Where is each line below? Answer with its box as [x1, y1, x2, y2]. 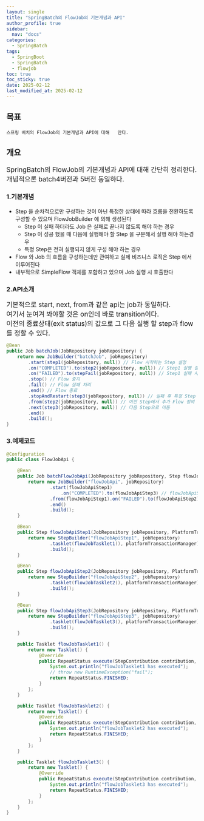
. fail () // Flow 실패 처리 [28, 382, 91, 388]
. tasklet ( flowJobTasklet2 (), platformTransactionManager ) [49, 580, 200, 586]
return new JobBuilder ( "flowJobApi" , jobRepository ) [28, 479, 165, 485]
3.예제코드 [6, 437, 35, 445]
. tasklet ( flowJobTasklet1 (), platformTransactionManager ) [49, 541, 200, 547]
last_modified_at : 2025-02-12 [6, 88, 83, 94]
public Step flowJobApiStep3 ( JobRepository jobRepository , [17, 607, 170, 613]
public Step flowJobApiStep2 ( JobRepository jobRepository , [17, 569, 170, 575]
